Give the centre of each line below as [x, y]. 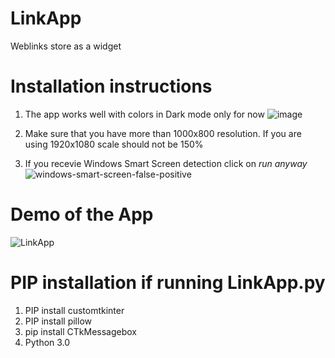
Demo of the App [82, 214]
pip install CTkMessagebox [80, 331]
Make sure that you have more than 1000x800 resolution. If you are [163, 133]
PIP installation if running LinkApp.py [168, 283]
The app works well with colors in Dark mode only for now [144, 114]
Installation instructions [111, 86]
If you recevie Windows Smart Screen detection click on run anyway [166, 163]
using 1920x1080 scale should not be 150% [114, 144]
